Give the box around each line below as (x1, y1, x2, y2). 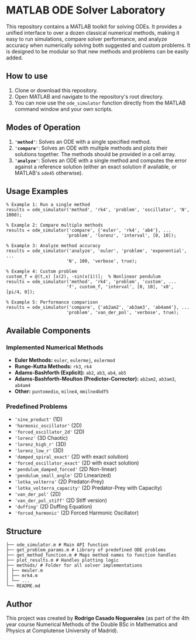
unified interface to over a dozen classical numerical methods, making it (6, 29, 180, 36)
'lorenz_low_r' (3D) (14, 447, 64, 454)
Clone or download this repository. (14, 86, 98, 94)
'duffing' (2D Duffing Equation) (14, 503, 92, 510)
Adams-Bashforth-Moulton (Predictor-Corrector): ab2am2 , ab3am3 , (14, 375, 177, 382)
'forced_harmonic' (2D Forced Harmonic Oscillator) (14, 509, 139, 517)
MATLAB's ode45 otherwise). (14, 169, 84, 176)
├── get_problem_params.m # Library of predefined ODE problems (6, 547, 166, 553)
